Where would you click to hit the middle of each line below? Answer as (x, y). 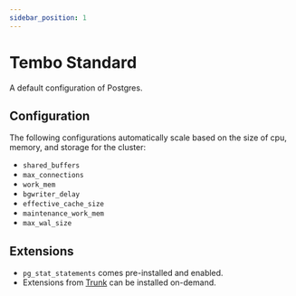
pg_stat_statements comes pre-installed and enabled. (123, 273)
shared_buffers (51, 166)
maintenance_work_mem (63, 214)
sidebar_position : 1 (48, 18)
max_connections (53, 176)
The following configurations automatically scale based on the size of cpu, (148, 138)
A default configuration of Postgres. (76, 88)
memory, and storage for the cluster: (78, 148)
